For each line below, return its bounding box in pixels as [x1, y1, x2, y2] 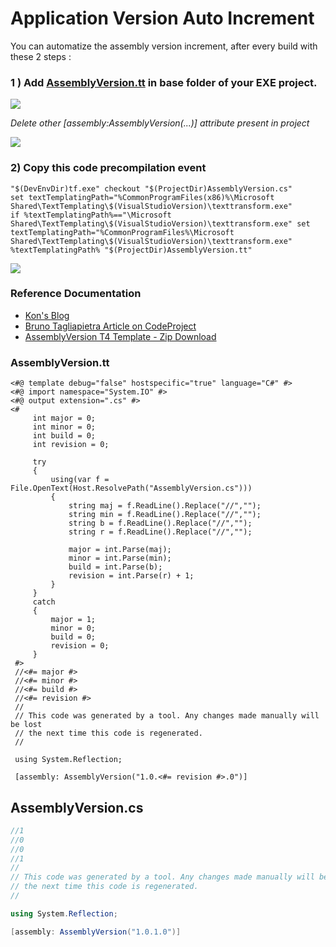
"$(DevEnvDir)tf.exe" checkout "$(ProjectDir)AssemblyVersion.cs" [10, 183, 293, 194]
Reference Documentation [10, 287, 142, 301]
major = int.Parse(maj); [68, 545, 172, 555]
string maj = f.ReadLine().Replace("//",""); [68, 501, 262, 511]
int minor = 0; [32, 422, 97, 432]
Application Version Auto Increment [10, 7, 315, 30]
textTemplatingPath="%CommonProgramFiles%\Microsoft [10, 227, 235, 237]
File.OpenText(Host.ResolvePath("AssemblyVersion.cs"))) [10, 483, 253, 494]
